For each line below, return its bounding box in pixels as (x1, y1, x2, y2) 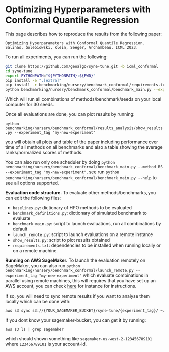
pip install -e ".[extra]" (5, 78, 62, 83)
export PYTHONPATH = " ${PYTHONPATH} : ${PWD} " (5, 73, 96, 78)
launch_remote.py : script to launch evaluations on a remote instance (12, 231, 153, 238)
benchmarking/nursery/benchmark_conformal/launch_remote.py (5, 268, 134, 273)
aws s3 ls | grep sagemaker (5, 327, 64, 332)
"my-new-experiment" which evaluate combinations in (39, 272, 148, 278)
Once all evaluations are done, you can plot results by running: (5, 111, 135, 118)
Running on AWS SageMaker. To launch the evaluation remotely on (5, 257, 146, 263)
